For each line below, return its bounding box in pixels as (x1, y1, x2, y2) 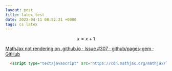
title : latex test (5, 12, 45, 17)
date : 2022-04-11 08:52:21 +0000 (5, 17, 77, 22)
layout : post (5, 7, 33, 13)
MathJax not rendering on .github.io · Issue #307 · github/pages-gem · (5, 45, 154, 52)
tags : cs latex (5, 21, 38, 27)
